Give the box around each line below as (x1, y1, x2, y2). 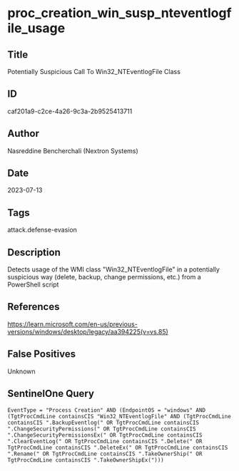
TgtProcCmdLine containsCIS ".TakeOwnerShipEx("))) (7, 456, 164, 464)
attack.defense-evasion (7, 226, 77, 234)
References (7, 301, 60, 313)
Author (7, 128, 39, 140)
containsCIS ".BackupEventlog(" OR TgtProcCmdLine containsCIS (7, 419, 200, 426)
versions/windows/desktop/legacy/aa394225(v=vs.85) (7, 327, 169, 336)
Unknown (7, 367, 36, 376)
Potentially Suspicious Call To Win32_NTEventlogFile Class (7, 68, 180, 76)
